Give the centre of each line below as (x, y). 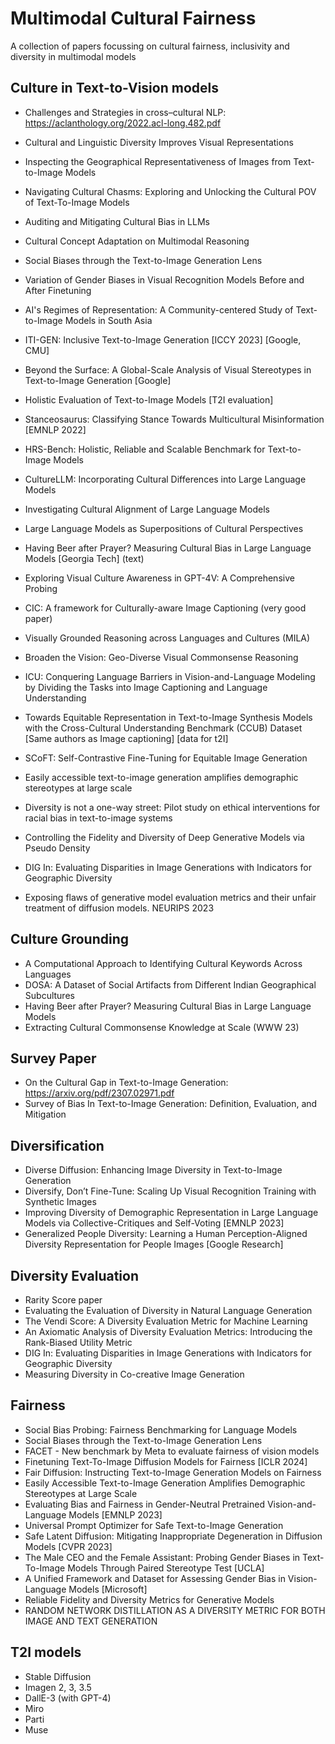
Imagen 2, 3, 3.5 (58, 1687)
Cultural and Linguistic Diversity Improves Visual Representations (159, 142)
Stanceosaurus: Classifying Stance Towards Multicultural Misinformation (174, 419)
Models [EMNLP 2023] (115, 1514)
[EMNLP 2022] (55, 429)
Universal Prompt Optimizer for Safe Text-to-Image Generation (154, 1525)
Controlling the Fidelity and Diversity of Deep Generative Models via (164, 837)
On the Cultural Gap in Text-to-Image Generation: (126, 1083)
